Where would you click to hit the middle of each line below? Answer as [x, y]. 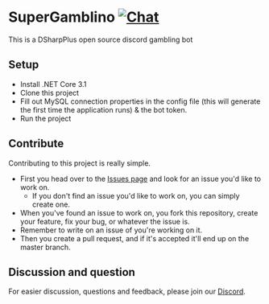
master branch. [45, 247]
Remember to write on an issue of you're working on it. [111, 230]
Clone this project [49, 92]
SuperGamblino [62, 17]
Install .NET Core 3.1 [53, 84]
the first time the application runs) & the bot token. [103, 109]
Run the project [46, 118]
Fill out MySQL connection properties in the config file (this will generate [140, 101]
